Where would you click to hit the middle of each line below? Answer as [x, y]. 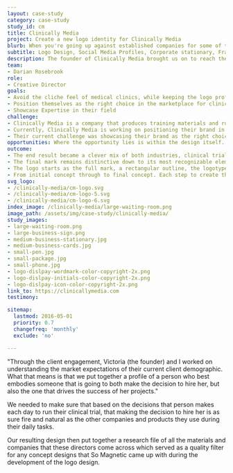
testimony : [23, 298]
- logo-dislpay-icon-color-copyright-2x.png [72, 284]
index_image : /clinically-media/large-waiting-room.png [89, 207]
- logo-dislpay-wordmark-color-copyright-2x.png [79, 271]
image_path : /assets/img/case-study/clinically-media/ [88, 214]
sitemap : [20, 310]
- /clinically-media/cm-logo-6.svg [59, 201]
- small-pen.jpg [31, 252]
